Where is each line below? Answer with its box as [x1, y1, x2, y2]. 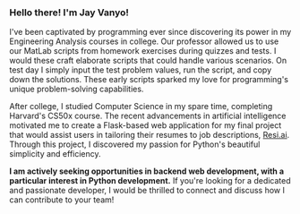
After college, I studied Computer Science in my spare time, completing [9, 101, 273, 112]
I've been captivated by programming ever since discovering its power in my [9, 27, 292, 38]
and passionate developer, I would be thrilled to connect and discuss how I [9, 185, 285, 196]
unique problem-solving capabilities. [9, 83, 144, 95]
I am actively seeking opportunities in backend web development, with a [9, 166, 285, 176]
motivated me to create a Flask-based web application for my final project [9, 120, 282, 131]
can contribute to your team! [9, 194, 115, 205]
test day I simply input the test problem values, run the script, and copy [9, 64, 272, 75]
